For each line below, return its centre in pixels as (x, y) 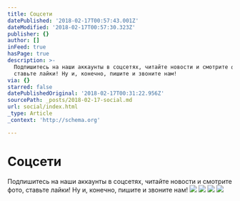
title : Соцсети (30, 14)
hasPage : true (29, 54)
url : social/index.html (43, 107)
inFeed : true (27, 47)
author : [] (24, 41)
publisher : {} (29, 34)
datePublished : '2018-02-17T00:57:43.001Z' (73, 21)
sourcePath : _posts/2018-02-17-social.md (70, 100)
